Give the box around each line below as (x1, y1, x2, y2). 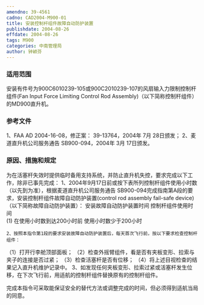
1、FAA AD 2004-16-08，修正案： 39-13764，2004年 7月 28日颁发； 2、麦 (6, 132, 197, 139)
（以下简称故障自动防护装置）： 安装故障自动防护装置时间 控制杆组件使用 (6, 202, 188, 209)
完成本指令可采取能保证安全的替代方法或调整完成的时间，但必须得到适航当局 (6, 284, 199, 292)
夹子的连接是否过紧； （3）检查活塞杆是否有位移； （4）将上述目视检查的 (6, 256, 192, 263)
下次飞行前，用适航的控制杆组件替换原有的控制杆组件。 (22, 271, 161, 278)
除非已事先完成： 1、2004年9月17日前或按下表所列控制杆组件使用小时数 (16, 179, 198, 186)
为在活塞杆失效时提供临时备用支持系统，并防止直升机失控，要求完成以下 (6, 171, 188, 179)
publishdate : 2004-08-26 (6, 26, 69, 32)
